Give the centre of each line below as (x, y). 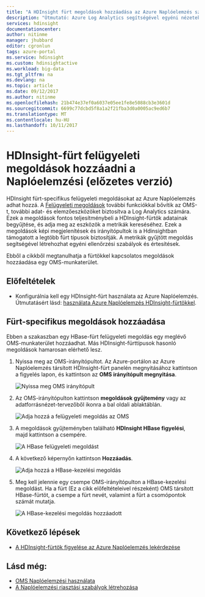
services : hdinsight (33, 23)
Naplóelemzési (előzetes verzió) (90, 182)
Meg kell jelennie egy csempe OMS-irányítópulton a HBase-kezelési (101, 482)
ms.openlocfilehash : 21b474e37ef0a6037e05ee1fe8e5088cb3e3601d (88, 103)
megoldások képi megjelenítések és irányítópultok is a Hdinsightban (92, 231)
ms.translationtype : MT (37, 114)
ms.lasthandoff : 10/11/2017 (42, 126)
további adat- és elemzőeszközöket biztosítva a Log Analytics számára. (101, 212)
